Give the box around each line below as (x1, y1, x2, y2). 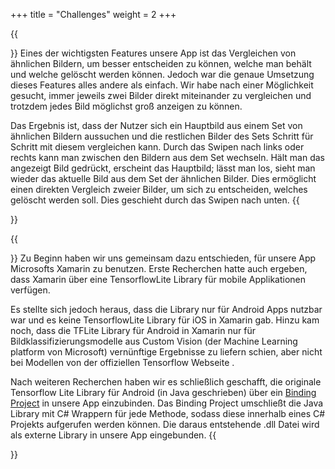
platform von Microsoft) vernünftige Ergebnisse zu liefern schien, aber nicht (10, 346, 323, 358)
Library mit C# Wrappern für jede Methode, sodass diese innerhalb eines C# (10, 408, 326, 419)
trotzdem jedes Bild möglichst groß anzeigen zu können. (10, 100, 243, 112)
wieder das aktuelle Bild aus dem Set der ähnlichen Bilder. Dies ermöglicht (10, 173, 317, 184)
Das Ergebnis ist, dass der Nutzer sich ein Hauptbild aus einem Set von (10, 120, 303, 131)
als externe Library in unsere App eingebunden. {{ (10, 429, 217, 441)
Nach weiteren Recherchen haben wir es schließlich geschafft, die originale (10, 376, 322, 388)
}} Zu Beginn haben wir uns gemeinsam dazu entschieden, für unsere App (10, 252, 317, 264)
